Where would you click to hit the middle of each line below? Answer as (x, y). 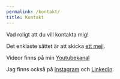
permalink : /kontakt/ (33, 12)
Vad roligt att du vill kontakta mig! (47, 34)
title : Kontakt (25, 17)
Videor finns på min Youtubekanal (48, 57)
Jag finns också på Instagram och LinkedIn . (60, 69)
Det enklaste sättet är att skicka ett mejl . (56, 46)
